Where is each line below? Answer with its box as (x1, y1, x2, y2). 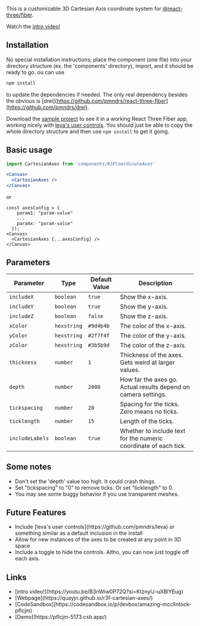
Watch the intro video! (6, 23, 61, 30)
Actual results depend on (120, 382, 190, 391)
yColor (9, 332, 28, 339)
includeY (9, 303, 34, 310)
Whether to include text (120, 426, 186, 435)
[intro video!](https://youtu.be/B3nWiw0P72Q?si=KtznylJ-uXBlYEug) (14, 588, 183, 595)
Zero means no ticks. (120, 407, 179, 416)
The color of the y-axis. (120, 331, 186, 340)
